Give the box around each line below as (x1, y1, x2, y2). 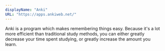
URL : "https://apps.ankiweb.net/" (5, 12, 77, 17)
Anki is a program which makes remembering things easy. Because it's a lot (5, 25, 160, 31)
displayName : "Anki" (5, 7, 48, 12)
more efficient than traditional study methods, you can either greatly (5, 31, 145, 37)
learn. (5, 41, 17, 47)
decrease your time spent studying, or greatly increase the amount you (5, 36, 151, 42)
